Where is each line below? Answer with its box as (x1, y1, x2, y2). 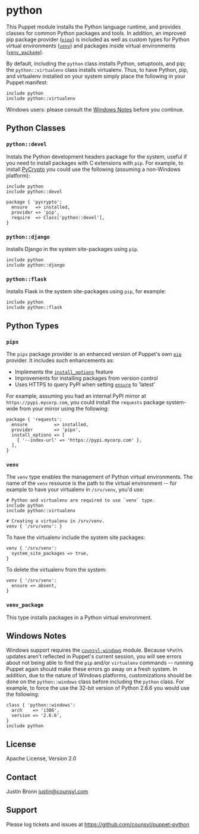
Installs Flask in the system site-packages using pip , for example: (6, 288, 166, 295)
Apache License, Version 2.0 (6, 755, 77, 762)
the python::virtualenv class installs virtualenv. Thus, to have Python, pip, (6, 66, 189, 73)
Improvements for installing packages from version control (14, 375, 159, 382)
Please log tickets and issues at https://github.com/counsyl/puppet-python (6, 820, 189, 828)
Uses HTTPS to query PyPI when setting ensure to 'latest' (14, 380, 156, 388)
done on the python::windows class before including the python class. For (6, 678, 184, 686)
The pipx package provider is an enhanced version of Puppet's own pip (6, 350, 182, 357)
